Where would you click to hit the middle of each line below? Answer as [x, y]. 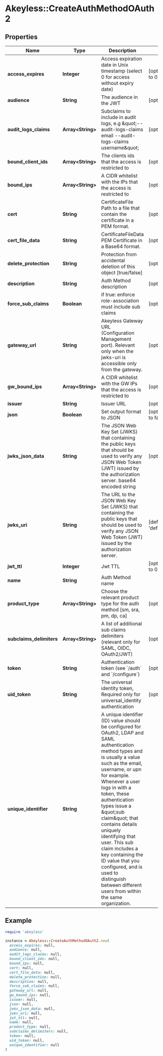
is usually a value [121, 757]
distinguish [114, 879]
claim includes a [120, 849]
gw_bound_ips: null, [30, 995]
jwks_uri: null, [26, 1013]
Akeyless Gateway [122, 321]
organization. [116, 903]
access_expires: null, [32, 945]
